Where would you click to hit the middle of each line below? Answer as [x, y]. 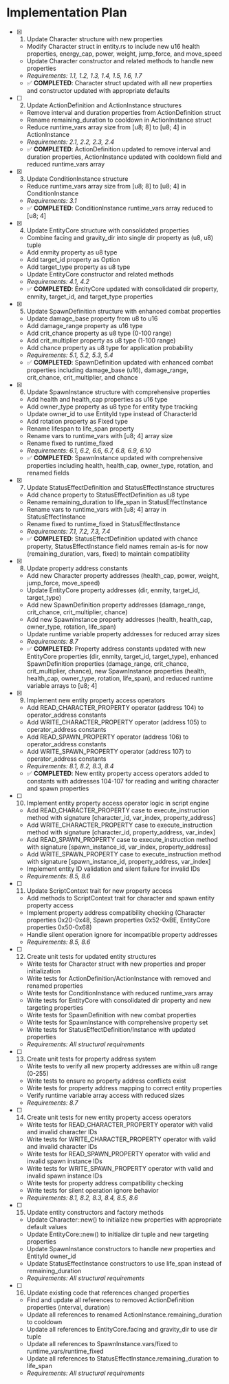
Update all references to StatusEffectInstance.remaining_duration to [123, 1358]
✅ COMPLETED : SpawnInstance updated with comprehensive [115, 457]
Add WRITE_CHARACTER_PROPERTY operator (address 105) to [117, 722]
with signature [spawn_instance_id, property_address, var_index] [119, 861]
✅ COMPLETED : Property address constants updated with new [116, 649]
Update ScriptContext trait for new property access [99, 890]
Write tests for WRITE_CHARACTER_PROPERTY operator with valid [121, 1139]
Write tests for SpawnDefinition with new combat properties [111, 1015]
